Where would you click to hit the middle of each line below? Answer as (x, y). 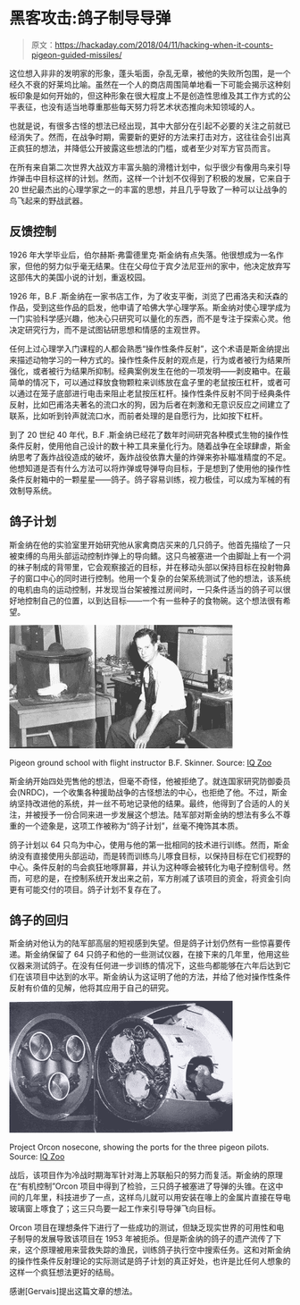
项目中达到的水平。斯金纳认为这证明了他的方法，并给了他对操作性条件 (162, 977)
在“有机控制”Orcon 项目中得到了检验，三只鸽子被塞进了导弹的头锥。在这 (142, 1186)
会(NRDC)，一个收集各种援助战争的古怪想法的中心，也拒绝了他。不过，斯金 (149, 792)
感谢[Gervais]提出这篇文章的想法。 (73, 1292)
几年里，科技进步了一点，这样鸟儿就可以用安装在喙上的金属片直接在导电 (158, 1198)
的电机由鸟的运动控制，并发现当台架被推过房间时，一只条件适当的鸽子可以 (146, 589)
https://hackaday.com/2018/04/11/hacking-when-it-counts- (164, 45)
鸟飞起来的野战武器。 (48, 200)
